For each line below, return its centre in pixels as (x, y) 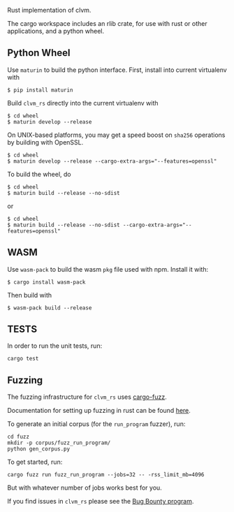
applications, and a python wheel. (56, 31)
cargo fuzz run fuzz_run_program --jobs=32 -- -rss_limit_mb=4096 (106, 475)
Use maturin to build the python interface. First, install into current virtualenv (117, 70)
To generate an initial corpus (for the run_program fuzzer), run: (96, 424)
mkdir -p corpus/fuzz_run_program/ (59, 443)
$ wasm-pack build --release (50, 308)
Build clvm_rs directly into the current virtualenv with (83, 103)
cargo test (23, 359)
